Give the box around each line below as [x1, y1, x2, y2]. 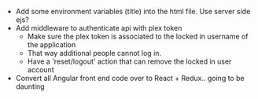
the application [27, 40, 76, 49]
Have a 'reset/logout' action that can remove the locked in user [27, 57, 232, 66]
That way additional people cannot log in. [27, 49, 162, 57]
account [27, 65, 54, 74]
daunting [15, 82, 45, 91]
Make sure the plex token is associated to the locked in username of [27, 31, 249, 41]
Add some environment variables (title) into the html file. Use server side [15, 7, 251, 16]
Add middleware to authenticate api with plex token [15, 24, 182, 32]
